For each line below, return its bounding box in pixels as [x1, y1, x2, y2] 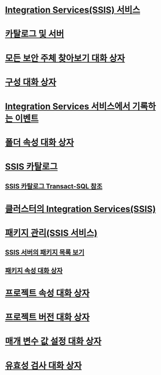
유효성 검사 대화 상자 [5, 360, 82, 371]
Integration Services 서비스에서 [5, 101, 130, 112]
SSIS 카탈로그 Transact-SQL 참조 [5, 182, 103, 190]
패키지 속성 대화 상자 [5, 266, 63, 275]
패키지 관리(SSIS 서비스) [5, 227, 98, 239]
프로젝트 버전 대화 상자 [5, 312, 90, 323]
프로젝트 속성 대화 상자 [5, 288, 90, 299]
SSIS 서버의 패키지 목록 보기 [5, 248, 85, 257]
